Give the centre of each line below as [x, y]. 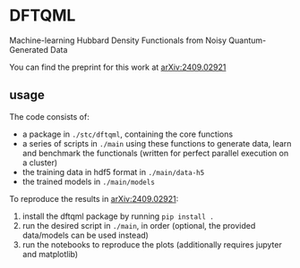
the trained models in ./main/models [88, 181]
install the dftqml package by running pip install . [118, 216]
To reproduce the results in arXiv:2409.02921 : [94, 198]
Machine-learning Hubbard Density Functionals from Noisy [118, 40]
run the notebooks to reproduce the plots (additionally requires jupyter [152, 244]
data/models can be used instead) [86, 235]
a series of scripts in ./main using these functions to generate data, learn [157, 143]
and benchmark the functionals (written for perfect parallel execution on [155, 153]
